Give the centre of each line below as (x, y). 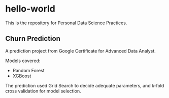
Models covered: (23, 61)
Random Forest (28, 70)
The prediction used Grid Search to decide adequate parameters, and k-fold (85, 85)
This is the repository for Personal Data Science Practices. (66, 23)
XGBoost (22, 76)
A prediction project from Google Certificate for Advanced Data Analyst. (80, 51)
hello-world (30, 9)
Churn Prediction (33, 39)
